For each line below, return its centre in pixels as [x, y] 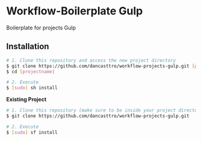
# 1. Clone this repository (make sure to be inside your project [91, 110]
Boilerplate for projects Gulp [41, 28]
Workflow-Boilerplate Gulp [75, 11]
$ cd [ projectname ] [31, 71]
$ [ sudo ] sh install [32, 88]
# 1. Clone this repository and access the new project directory [91, 60]
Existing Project [26, 100]
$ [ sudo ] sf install [32, 132]
